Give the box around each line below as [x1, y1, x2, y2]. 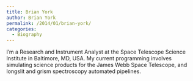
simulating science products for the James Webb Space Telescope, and [6, 62, 188, 69]
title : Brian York [6, 9, 53, 15]
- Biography [12, 32, 43, 38]
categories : [6, 26, 37, 32]
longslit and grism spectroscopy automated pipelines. [6, 68, 142, 75]
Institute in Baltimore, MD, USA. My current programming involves [6, 55, 172, 62]
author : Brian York [6, 15, 56, 21]
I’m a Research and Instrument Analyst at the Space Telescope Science [6, 48, 186, 55]
